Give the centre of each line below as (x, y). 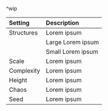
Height (18, 80)
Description (62, 23)
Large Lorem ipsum (72, 42)
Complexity (25, 71)
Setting (19, 23)
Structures (23, 33)
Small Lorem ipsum (72, 52)
